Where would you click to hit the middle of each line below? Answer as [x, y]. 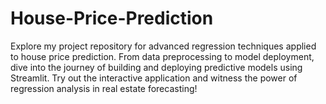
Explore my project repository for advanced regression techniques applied [163, 46]
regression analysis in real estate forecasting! [104, 88]
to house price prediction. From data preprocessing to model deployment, [162, 56]
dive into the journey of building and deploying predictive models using [156, 67]
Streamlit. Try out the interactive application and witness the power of [154, 78]
